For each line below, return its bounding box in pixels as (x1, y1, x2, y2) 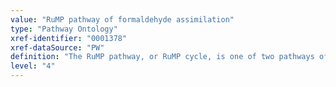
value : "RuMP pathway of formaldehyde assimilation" (10, 14, 235, 25)
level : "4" (10, 61, 56, 71)
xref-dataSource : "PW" (10, 42, 105, 53)
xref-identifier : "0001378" (10, 33, 128, 43)
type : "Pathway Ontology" (10, 24, 118, 34)
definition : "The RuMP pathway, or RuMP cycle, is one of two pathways (10, 52, 315, 62)
